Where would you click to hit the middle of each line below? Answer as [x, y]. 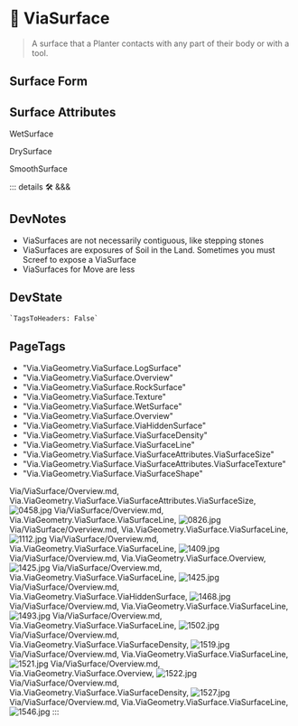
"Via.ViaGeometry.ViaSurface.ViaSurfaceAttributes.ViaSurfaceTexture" [154, 464]
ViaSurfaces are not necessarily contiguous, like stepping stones [143, 240]
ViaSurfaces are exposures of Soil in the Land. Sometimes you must [149, 250]
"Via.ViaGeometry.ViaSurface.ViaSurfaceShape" [112, 474]
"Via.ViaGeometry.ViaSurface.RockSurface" [104, 387]
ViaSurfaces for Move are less [79, 269]
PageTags [37, 347]
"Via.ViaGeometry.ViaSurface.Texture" [94, 397]
